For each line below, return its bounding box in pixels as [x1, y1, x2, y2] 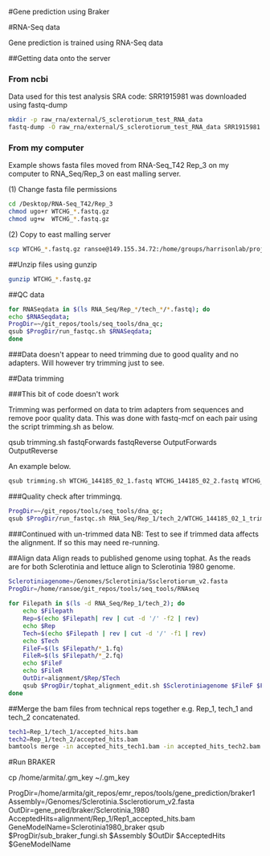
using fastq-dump [8, 100, 68, 110]
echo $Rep [22, 622, 56, 630]
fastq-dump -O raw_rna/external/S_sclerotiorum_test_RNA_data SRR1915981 [8, 124, 261, 132]
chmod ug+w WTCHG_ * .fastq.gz [8, 215, 110, 223]
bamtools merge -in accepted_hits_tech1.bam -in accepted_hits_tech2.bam [8, 743, 261, 751]
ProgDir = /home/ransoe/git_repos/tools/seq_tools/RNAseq [8, 585, 199, 593]
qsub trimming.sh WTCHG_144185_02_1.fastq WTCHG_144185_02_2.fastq [8, 477, 239, 485]
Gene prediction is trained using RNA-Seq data [8, 38, 163, 47]
